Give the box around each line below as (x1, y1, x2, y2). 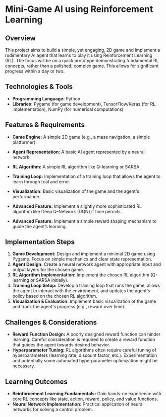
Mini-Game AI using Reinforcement (5, 3, 154, 15)
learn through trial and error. (12, 178, 70, 184)
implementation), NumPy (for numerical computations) (12, 106, 124, 112)
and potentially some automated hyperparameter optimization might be (12, 358, 158, 364)
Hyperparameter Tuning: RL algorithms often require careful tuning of (12, 347, 157, 353)
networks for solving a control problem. (12, 407, 93, 413)
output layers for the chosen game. (12, 267, 84, 273)
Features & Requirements (5, 121, 85, 129)
